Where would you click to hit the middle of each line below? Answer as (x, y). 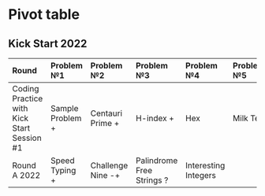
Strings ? (152, 180)
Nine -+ (105, 175)
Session (27, 138)
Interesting (205, 165)
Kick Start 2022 (48, 44)
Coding (26, 89)
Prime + (105, 123)
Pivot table (44, 15)
